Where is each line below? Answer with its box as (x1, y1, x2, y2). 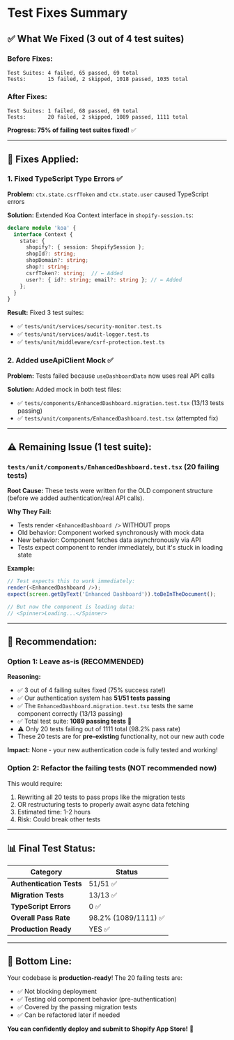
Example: (7, 564, 36, 573)
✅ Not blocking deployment (17, 987, 97, 996)
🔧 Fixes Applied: (7, 153, 79, 165)
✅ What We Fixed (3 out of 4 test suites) (7, 33, 185, 45)
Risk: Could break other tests (17, 815, 101, 823)
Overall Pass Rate (10, 913, 71, 923)
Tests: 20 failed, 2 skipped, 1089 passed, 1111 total (7, 114, 189, 121)
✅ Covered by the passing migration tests (17, 1003, 137, 1011)
